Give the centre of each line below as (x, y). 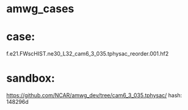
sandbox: (31, 79)
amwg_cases (40, 9)
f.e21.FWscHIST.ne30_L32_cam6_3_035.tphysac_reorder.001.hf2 (88, 54)
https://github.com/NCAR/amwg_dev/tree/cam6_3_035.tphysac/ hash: (94, 95)
